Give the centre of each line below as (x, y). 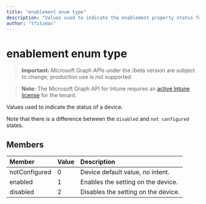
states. (15, 125)
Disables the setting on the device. (130, 192)
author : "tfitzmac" (31, 23)
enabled (21, 182)
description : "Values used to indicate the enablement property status (100, 18)
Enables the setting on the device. (129, 182)
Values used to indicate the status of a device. (65, 107)
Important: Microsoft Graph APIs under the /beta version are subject (108, 70)
